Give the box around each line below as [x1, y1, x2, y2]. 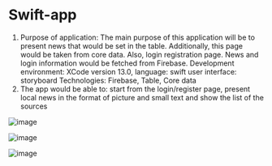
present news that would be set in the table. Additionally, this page [19, 40, 244, 50]
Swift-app [8, 6, 77, 24]
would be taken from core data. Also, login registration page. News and [19, 49, 259, 59]
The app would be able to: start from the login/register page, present [19, 83, 250, 94]
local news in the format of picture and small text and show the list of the [19, 92, 264, 102]
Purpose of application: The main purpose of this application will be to [19, 32, 256, 42]
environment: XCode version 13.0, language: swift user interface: [19, 66, 237, 76]
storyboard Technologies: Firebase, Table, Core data [19, 75, 196, 85]
